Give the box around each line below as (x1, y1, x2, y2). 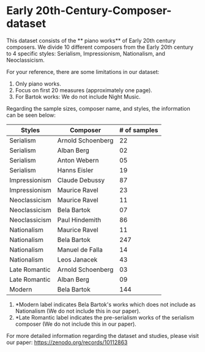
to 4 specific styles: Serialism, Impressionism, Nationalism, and (6, 50, 165, 57)
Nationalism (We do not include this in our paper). (15, 307, 141, 315)
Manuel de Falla (57, 245, 103, 254)
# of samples (119, 126, 158, 134)
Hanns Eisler (57, 166, 94, 174)
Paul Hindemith (57, 215, 102, 224)
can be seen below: (6, 111, 56, 119)
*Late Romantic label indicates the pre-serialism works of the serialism (15, 313, 195, 321)
